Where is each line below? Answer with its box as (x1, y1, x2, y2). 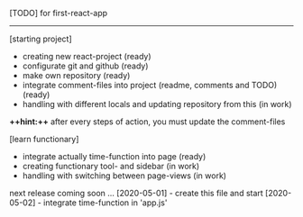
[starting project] (9, 33, 72, 44)
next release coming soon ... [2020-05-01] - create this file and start (9, 188, 263, 198)
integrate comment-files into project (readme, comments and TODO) (22, 80, 278, 90)
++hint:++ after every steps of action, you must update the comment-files (9, 116, 286, 127)
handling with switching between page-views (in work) (22, 170, 227, 181)
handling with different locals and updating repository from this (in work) (22, 99, 292, 109)
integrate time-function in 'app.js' (43, 197, 168, 208)
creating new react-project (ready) (22, 51, 151, 61)
